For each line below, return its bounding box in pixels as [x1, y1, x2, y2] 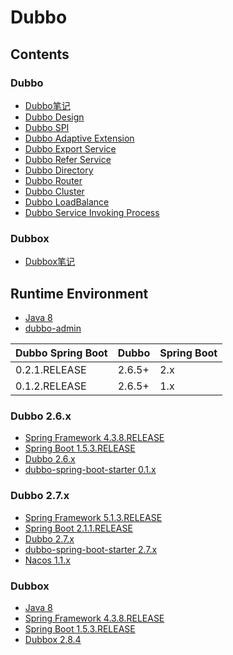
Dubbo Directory [24, 164, 94, 176]
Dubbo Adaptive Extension [24, 132, 135, 144]
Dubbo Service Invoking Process [24, 206, 160, 218]
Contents [10, 46, 70, 63]
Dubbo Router [24, 174, 83, 186]
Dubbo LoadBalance [24, 196, 110, 208]
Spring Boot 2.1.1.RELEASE [24, 522, 133, 534]
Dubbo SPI [24, 121, 70, 133]
